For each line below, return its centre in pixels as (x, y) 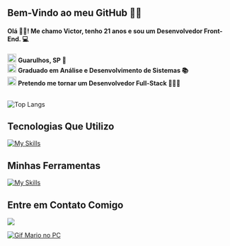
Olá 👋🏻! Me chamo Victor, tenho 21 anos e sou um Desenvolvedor (105, 31)
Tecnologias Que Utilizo (61, 126)
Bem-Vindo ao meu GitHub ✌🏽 (75, 13)
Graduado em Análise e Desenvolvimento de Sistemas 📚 (103, 70)
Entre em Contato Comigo (65, 205)
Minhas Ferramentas (54, 166)
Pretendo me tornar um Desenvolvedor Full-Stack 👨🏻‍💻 (99, 83)
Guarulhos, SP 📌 (42, 60)
